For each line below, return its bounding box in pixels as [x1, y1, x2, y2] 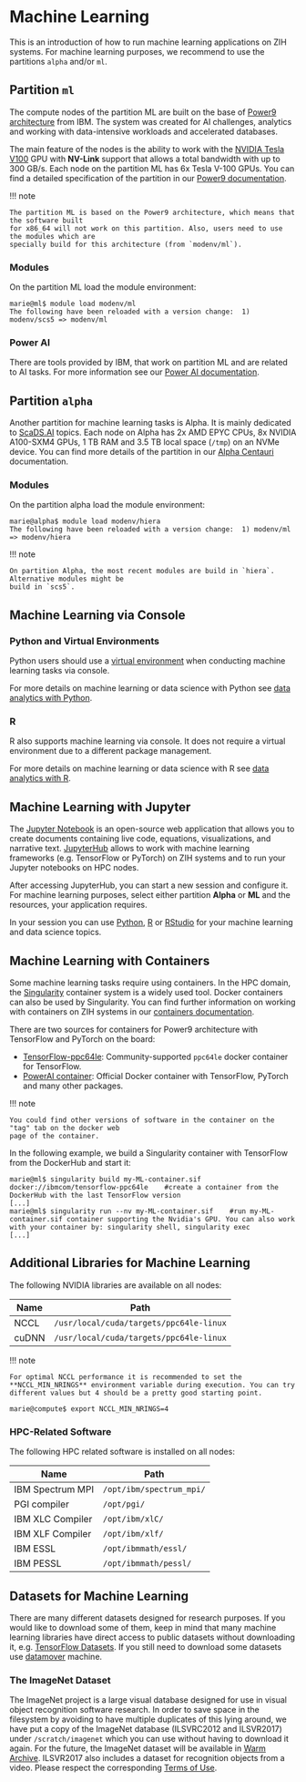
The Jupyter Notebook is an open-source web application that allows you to [9, 823, 295, 835]
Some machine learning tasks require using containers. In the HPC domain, [9, 977, 291, 988]
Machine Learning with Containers [9, 953, 210, 968]
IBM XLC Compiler [14, 1513, 93, 1526]
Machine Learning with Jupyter [9, 799, 191, 815]
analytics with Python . [9, 693, 93, 704]
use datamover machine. [9, 1651, 103, 1662]
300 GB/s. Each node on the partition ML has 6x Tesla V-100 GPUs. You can [9, 162, 295, 174]
